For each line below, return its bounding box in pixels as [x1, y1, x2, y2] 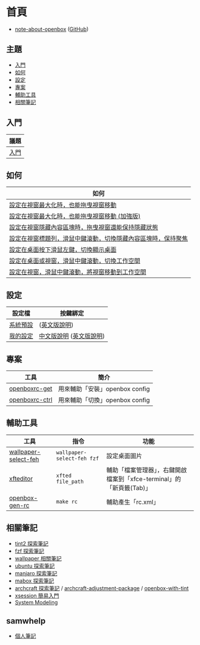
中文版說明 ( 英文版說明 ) [39, 332, 105, 340]
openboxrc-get [9, 385, 52, 392]
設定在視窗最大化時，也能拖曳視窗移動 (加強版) [9, 212, 141, 220]
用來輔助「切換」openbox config [58, 396, 150, 404]
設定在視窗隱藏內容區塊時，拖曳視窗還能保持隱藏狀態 [9, 223, 159, 232]
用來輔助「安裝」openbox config [58, 385, 150, 393]
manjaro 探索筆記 [14, 569, 58, 577]
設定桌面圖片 [106, 451, 143, 460]
